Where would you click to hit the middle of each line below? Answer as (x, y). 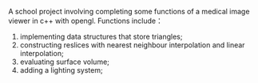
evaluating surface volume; (65, 62)
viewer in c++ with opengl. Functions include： (86, 21)
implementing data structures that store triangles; (101, 36)
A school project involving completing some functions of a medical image (129, 11)
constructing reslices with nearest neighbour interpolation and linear (132, 45)
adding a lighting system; (61, 70)
